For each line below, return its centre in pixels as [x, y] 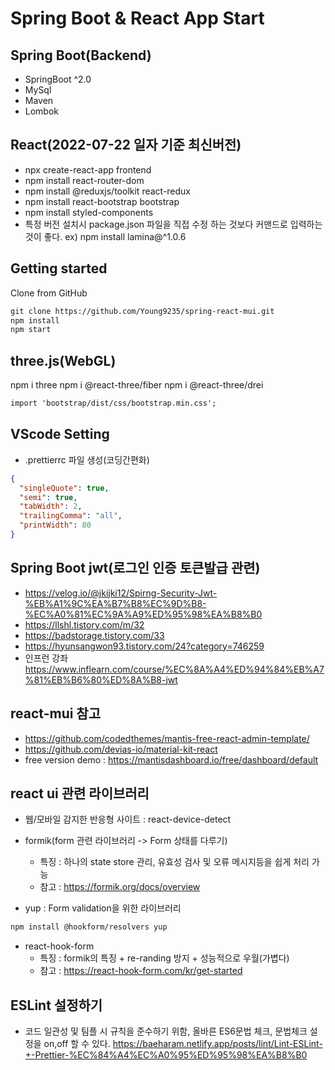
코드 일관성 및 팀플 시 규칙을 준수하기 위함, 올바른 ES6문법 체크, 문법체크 [166, 1031]
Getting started [59, 268]
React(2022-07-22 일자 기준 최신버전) [126, 145]
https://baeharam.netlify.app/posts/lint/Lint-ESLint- [217, 1043]
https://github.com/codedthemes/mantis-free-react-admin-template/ [167, 738]
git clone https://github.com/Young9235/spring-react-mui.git [142, 311]
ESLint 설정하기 [56, 1005]
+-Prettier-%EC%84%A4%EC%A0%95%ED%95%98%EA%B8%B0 [166, 1055]
